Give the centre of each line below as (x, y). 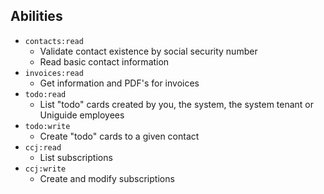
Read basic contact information (104, 61)
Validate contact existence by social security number (148, 51)
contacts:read (54, 41)
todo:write (47, 126)
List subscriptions (76, 157)
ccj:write (45, 169)
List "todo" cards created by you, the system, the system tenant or (177, 104)
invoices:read (54, 73)
